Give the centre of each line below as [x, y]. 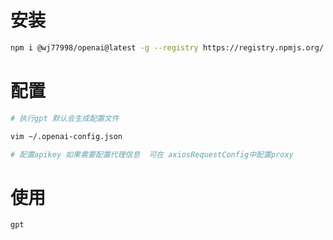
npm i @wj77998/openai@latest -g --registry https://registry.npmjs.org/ [167, 47]
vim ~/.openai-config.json [66, 136]
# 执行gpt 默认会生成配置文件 [65, 118]
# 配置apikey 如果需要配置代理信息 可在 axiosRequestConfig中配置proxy [152, 154]
